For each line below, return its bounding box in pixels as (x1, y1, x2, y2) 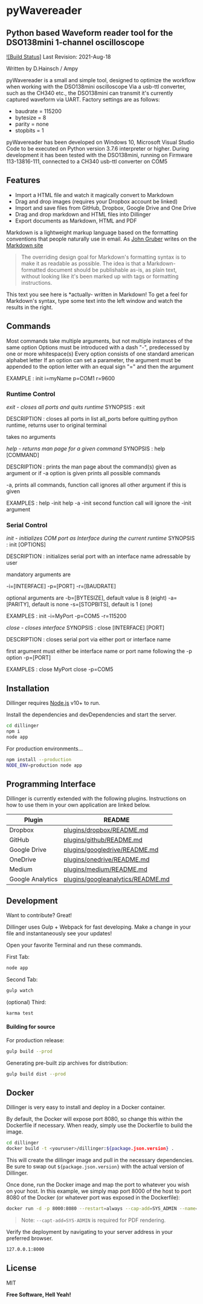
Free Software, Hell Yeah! (6, 1291, 71, 1298)
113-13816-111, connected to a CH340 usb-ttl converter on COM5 (6, 158, 168, 165)
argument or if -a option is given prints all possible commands (6, 469, 161, 476)
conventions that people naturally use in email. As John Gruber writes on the (6, 235, 197, 242)
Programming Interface (6, 779, 96, 789)
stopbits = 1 (14, 127, 44, 134)
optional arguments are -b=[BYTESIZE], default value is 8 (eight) (6, 594, 167, 602)
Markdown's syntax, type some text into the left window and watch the (6, 297, 183, 304)
